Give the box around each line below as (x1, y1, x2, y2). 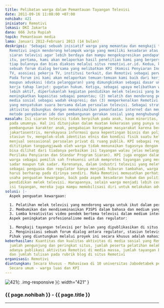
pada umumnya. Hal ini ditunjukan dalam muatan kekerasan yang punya (9, 121, 154, 126)
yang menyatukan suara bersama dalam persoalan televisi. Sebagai (9, 103, 147, 108)
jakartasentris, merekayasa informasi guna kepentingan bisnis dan (9, 130, 150, 135)
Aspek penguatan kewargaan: (9, 194, 67, 198)
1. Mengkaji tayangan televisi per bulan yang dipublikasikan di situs (9, 225, 159, 230)
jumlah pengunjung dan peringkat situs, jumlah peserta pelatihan (9, 243, 147, 248)
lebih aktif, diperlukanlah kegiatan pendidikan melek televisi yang (9, 89, 154, 94)
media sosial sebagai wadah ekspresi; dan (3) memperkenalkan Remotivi (9, 98, 159, 103)
